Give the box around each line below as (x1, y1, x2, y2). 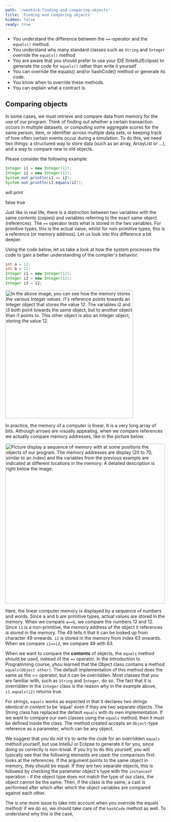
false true (5, 199, 26, 205)
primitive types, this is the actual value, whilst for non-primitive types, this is (5, 225, 165, 231)
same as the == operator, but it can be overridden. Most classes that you (5, 672, 159, 678)
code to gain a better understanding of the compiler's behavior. (5, 251, 139, 258)
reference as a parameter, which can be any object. (5, 725, 114, 731)
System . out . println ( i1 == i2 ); (5, 175, 72, 180)
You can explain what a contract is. (12, 85, 87, 91)
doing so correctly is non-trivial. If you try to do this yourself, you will (5, 746, 150, 752)
